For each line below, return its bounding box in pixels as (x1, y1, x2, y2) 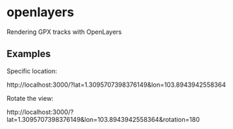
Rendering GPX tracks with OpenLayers (6, 27, 122, 36)
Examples (6, 48, 51, 60)
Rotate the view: (6, 94, 54, 102)
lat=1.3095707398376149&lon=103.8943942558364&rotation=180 (6, 115, 201, 123)
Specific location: (6, 66, 58, 75)
